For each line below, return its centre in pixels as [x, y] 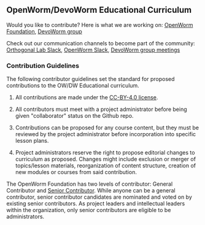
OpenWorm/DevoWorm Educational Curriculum [99, 10]
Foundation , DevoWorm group [44, 31]
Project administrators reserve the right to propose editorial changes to [105, 153]
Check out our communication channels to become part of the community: [101, 43]
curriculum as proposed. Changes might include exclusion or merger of [106, 159]
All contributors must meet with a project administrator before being [101, 109]
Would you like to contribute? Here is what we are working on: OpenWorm [100, 25]
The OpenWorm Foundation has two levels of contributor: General [90, 184]
